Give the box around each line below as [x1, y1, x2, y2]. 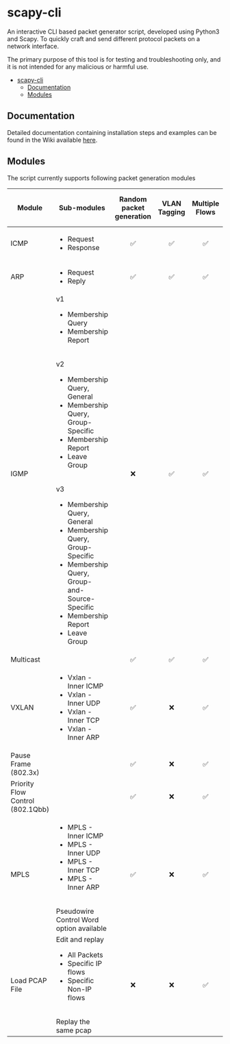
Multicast [10, 654, 41, 664]
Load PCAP [10, 975, 47, 985]
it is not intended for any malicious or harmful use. [7, 62, 149, 71]
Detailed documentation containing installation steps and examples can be [7, 128, 217, 136]
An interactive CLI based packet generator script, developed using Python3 [7, 27, 220, 36]
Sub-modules [58, 203, 106, 212]
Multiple [191, 199, 220, 208]
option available [55, 923, 107, 933]
